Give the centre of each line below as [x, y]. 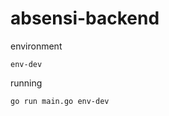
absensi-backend [85, 18]
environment [36, 46]
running [26, 83]
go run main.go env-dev [60, 101]
